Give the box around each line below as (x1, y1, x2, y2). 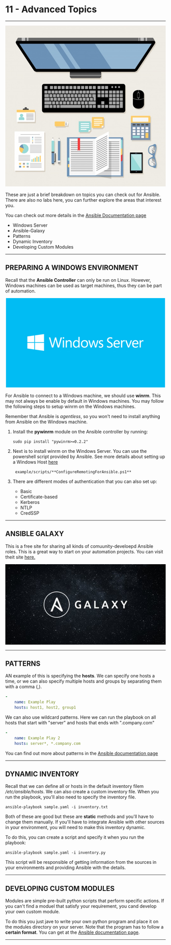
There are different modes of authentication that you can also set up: (12, 478, 157, 484)
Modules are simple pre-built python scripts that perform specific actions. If (5, 898, 164, 904)
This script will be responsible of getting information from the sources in (5, 859, 157, 865)
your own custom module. (5, 909, 60, 915)
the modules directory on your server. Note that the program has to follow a (5, 924, 164, 930)
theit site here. (5, 554, 36, 560)
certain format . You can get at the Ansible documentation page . (5, 929, 140, 935)
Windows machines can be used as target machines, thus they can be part (5, 282, 162, 288)
